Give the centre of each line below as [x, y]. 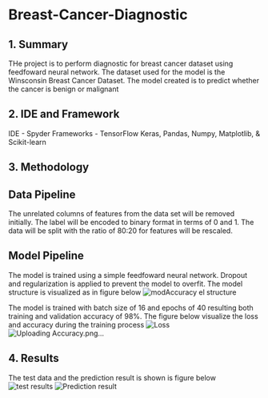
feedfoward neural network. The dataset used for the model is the [117, 72]
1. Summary [38, 44]
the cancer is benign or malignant [64, 89]
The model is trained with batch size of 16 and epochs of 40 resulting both [131, 308]
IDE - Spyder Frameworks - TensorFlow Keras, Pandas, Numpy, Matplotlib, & [134, 133]
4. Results [34, 358]
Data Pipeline [42, 194]
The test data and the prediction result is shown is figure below [112, 377]
